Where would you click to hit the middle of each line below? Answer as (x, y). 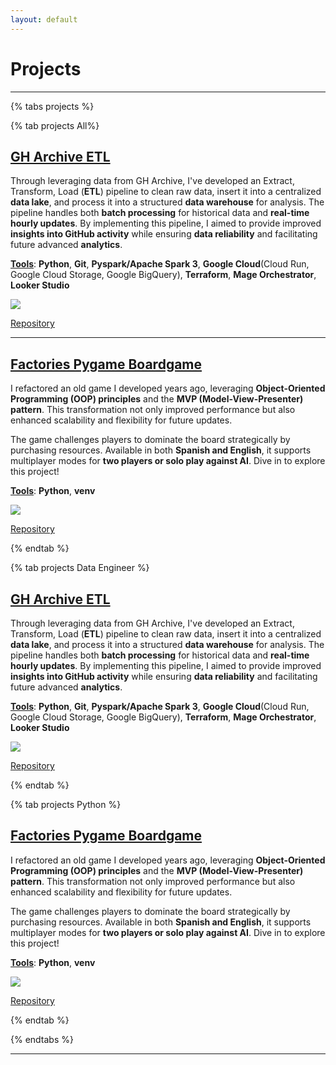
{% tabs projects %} (52, 106)
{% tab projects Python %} (66, 804)
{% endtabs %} (42, 1039)
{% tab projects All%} (55, 125)
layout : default (44, 19)
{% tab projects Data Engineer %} (80, 568)
